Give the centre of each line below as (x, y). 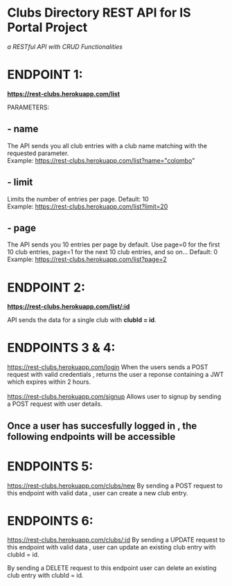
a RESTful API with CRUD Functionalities (65, 46)
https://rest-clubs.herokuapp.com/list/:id (69, 307)
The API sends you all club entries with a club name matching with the (107, 145)
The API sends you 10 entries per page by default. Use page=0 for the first (114, 245)
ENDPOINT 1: (45, 75)
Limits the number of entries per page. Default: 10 (78, 199)
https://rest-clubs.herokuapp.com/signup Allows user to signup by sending (114, 397)
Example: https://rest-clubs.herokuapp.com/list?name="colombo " (101, 160)
